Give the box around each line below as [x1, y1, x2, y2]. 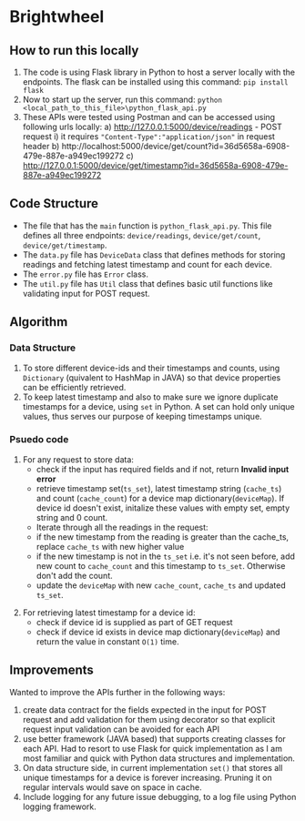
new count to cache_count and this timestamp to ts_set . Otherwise [36, 560, 286, 571]
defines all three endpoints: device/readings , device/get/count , [22, 229, 261, 240]
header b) [22, 141, 60, 151]
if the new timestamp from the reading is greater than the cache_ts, [36, 531, 290, 542]
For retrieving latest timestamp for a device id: [22, 607, 196, 618]
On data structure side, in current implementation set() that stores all [22, 762, 283, 773]
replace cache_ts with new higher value [36, 541, 185, 552]
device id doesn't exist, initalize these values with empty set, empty [36, 502, 290, 513]
